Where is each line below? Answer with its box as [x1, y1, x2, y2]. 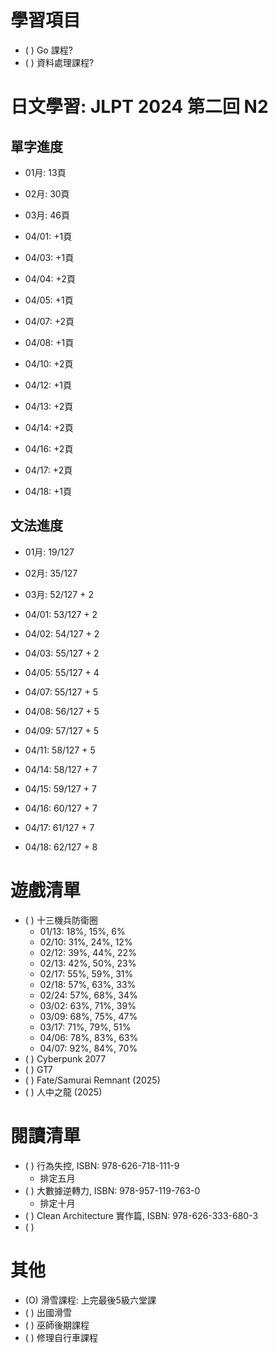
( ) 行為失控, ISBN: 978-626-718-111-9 [24, 1159, 180, 1171]
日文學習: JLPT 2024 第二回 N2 [10, 96, 269, 118]
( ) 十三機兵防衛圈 [24, 914, 98, 926]
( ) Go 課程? [24, 44, 73, 56]
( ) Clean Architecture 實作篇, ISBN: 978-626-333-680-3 [24, 1209, 259, 1221]
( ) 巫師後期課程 [24, 1319, 90, 1331]
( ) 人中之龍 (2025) [24, 1086, 103, 1098]
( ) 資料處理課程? [24, 56, 95, 68]
